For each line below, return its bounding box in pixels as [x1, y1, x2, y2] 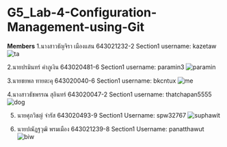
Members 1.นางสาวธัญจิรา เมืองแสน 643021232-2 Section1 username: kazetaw [7, 42, 217, 50]
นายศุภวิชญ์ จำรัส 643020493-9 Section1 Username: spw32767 [16, 111, 187, 119]
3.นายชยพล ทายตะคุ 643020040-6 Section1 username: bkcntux [7, 77, 176, 85]
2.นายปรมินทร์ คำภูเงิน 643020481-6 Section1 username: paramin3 [7, 63, 185, 71]
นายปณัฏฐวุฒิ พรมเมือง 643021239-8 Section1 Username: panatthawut [16, 124, 204, 133]
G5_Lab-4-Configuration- [7, 5, 157, 21]
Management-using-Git [7, 19, 145, 35]
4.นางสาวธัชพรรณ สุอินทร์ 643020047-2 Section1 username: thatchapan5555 [7, 90, 212, 98]
